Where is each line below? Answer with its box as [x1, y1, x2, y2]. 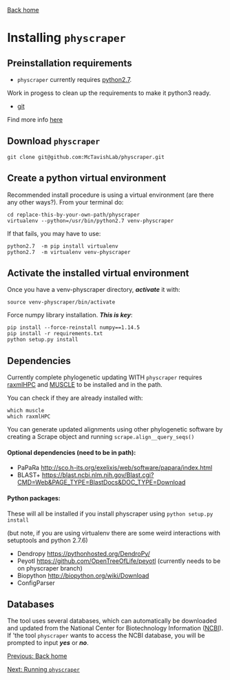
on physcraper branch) [17, 564, 83, 572]
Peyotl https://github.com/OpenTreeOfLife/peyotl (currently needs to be [17, 557, 221, 565]
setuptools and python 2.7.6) [7, 536, 88, 544]
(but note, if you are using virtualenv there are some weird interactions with [7, 529, 220, 537]
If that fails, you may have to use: [7, 229, 101, 237]
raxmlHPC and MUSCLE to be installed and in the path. [7, 381, 163, 389]
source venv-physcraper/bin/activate [7, 299, 116, 306]
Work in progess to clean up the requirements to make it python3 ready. [7, 89, 211, 97]
